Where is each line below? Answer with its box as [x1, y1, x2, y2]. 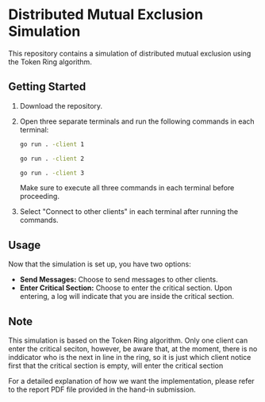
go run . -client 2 [19, 155, 85, 163]
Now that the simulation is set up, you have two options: [8, 259, 192, 269]
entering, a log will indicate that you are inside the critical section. [19, 292, 235, 301]
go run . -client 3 [19, 169, 85, 177]
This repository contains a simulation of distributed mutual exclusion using [8, 48, 252, 58]
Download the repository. [19, 101, 103, 110]
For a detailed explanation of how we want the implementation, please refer [8, 377, 255, 385]
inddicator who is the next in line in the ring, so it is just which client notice [8, 353, 252, 362]
